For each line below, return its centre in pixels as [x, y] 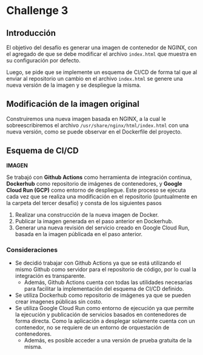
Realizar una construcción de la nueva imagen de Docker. [87, 215]
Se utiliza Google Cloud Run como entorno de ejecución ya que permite [105, 308]
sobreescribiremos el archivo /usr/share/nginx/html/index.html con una [98, 125]
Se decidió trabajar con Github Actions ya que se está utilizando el [98, 263]
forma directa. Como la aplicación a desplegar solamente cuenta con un [105, 321]
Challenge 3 [37, 11]
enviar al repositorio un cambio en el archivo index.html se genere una [95, 79]
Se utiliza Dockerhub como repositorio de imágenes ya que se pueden [103, 295]
